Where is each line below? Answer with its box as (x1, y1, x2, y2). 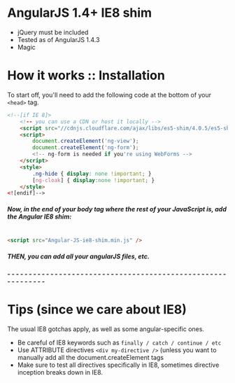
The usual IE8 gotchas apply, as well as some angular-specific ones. (7, 324, 205, 333)
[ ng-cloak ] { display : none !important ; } (32, 176, 155, 183)
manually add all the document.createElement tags (17, 353, 164, 361)
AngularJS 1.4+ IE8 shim (7, 5, 152, 21)
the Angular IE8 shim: (7, 212, 72, 221)
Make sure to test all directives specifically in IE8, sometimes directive (17, 361, 220, 369)
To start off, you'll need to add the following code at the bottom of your (7, 90, 212, 99)
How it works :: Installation (7, 68, 166, 83)
